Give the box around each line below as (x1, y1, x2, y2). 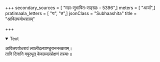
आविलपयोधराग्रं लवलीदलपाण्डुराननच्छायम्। (5, 45, 72, 51)
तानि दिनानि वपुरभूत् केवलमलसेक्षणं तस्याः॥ (5, 51, 72, 57)
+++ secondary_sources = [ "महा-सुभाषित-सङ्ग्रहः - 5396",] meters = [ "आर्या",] (5, 5, 156, 10)
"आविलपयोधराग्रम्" (5, 16, 35, 22)
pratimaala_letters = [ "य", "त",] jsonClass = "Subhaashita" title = (5, 10, 137, 16)
